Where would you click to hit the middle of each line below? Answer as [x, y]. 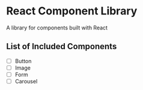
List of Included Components [62, 46]
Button [23, 61]
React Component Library [72, 11]
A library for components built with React [57, 28]
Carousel [26, 81]
